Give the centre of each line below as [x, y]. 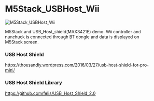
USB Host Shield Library [34, 83]
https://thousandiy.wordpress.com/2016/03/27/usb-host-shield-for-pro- [77, 65]
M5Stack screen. [22, 42]
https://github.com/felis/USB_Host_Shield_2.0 [50, 93]
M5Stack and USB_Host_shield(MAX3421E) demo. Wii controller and [73, 31]
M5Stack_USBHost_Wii [52, 9]
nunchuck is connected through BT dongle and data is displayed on [72, 37]
